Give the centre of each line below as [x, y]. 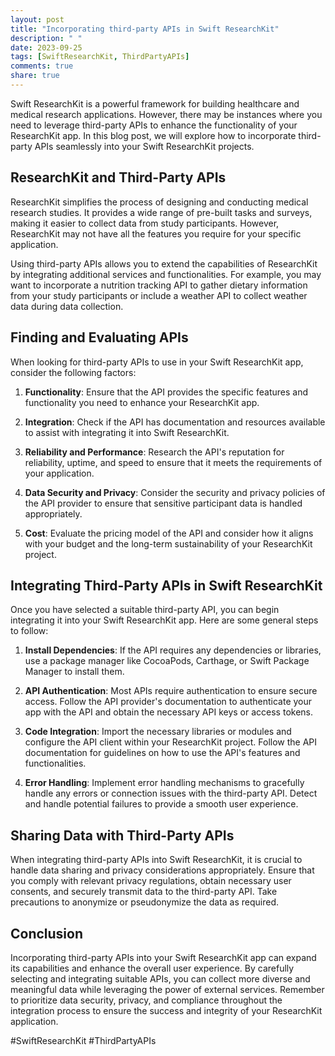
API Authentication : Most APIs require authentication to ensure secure [171, 691]
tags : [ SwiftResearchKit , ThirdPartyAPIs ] [100, 57]
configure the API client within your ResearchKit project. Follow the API [171, 742]
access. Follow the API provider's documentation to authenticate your [168, 702]
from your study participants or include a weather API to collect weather [159, 295]
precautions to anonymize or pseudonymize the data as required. [144, 902]
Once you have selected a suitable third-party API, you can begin [145, 610]
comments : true [42, 66]
